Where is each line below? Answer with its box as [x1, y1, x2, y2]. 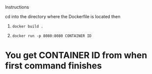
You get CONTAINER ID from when [5, 50, 148, 61]
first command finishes [5, 60, 102, 72]
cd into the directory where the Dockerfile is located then [5, 14, 121, 19]
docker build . [12, 24, 44, 29]
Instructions [5, 4, 29, 10]
